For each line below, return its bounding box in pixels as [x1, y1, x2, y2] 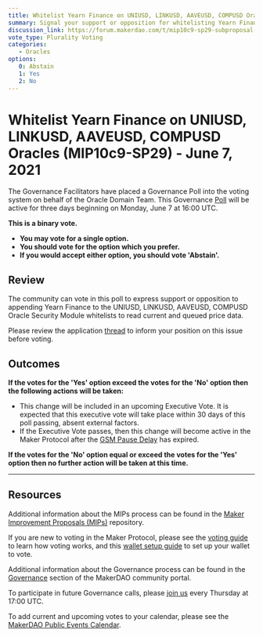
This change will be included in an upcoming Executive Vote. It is [19, 402, 229, 411]
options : [8, 56, 37, 64]
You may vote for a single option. [19, 234, 129, 243]
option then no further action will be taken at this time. [8, 458, 189, 468]
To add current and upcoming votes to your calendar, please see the [8, 611, 229, 621]
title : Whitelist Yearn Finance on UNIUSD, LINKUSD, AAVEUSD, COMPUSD [8, 11, 243, 20]
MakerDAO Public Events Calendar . [8, 620, 121, 629]
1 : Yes [18, 70, 41, 78]
